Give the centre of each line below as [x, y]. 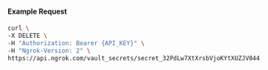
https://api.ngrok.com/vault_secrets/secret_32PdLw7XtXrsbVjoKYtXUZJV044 [134, 58]
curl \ [19, 28]
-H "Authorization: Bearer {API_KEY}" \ [76, 43]
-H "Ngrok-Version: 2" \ [49, 51]
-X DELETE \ [27, 36]
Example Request [37, 11]
